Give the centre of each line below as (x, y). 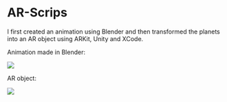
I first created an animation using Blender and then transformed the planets (113, 31)
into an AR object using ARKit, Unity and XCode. (75, 38)
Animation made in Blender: (46, 52)
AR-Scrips (37, 13)
